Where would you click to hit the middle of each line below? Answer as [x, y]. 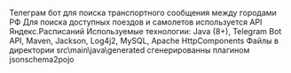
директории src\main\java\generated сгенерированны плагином [130, 50]
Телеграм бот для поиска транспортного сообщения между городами [143, 13]
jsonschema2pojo [42, 59]
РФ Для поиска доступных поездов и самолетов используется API [136, 22]
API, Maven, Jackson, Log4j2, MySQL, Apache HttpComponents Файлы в [144, 40]
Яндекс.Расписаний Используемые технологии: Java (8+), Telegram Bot [145, 31]
